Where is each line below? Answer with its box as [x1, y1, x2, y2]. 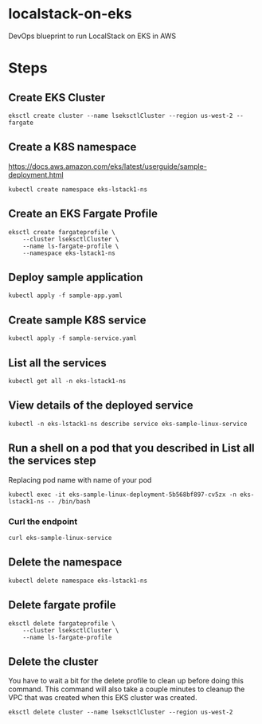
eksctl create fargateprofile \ [8, 228, 115, 236]
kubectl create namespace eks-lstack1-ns [8, 185, 148, 194]
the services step [8, 454, 97, 468]
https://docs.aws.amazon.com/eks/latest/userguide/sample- [8, 161, 207, 171]
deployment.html [8, 170, 64, 179]
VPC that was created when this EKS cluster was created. [8, 693, 197, 702]
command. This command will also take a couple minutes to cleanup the [8, 684, 245, 694]
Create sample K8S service [8, 313, 147, 327]
